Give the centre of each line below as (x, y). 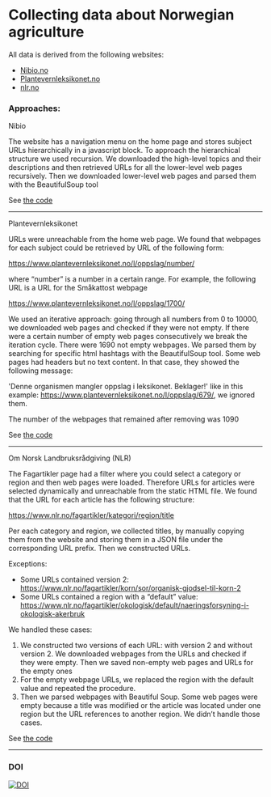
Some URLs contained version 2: (74, 579)
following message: (41, 371)
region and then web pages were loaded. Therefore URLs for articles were (132, 482)
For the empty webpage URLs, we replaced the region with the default (137, 680)
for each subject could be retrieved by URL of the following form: (116, 248)
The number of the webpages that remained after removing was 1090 (124, 419)
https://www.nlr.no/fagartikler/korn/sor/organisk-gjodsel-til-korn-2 (131, 588)
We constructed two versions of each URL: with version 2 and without (136, 646)
